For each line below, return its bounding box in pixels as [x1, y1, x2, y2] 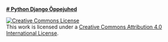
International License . [6, 30, 59, 37]
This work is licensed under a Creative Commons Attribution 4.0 [6, 24, 163, 30]
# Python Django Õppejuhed [6, 6, 77, 12]
